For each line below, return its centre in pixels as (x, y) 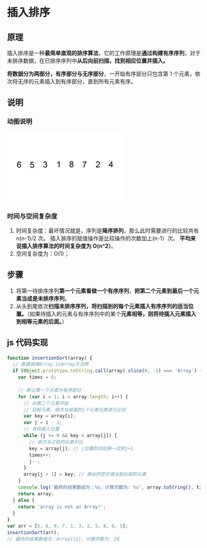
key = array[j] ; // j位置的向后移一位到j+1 (81, 449)
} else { (24, 500)
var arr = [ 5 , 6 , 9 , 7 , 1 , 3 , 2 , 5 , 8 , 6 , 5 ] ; (68, 526)
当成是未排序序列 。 (45, 298)
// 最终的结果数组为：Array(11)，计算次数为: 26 (63, 539)
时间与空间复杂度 (32, 216)
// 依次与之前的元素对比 (56, 442)
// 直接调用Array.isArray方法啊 (51, 365)
